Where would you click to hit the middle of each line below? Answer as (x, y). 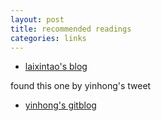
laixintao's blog (56, 67)
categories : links (48, 38)
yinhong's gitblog (60, 105)
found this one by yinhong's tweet (81, 86)
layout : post (37, 19)
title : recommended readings (71, 29)
